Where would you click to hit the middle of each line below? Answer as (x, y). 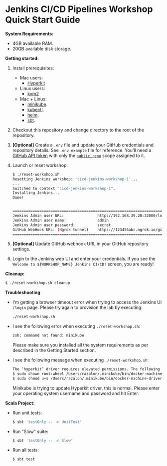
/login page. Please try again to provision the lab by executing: (78, 307)
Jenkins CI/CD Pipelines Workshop (79, 9)
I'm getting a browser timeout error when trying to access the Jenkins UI (87, 302)
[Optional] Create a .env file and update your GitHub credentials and (83, 145)
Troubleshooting (23, 292)
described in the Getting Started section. (54, 350)
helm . (33, 115)
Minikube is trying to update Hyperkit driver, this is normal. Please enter (86, 388)
